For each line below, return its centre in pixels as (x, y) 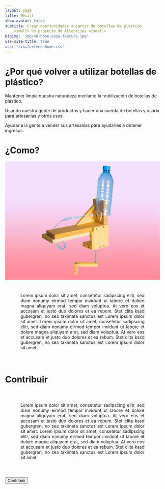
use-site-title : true (27, 42)
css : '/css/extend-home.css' (35, 47)
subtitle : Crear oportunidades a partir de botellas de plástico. (74, 26)
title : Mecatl (20, 15)
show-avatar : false (25, 21)
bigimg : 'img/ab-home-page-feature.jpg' (47, 36)
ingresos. (14, 130)
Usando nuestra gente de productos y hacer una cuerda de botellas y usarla (82, 110)
